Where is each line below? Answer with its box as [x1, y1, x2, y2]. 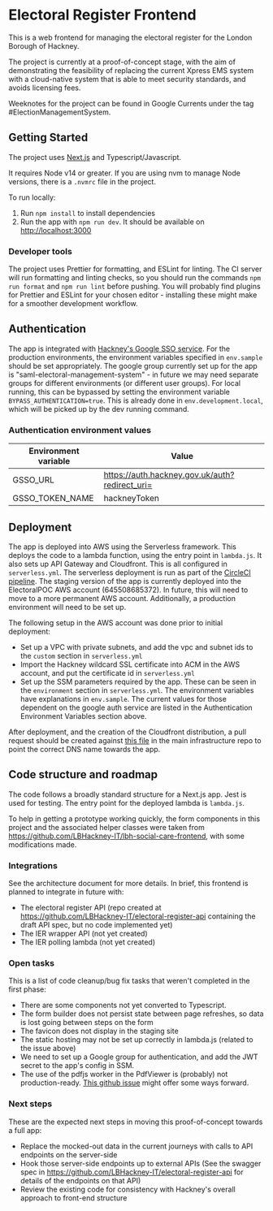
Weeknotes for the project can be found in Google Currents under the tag [8, 98, 254, 108]
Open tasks [8, 958, 55, 968]
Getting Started [8, 131, 89, 145]
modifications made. [8, 839, 77, 850]
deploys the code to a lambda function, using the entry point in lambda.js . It [8, 550, 262, 560]
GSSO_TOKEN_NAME [12, 493, 94, 504]
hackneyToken [103, 493, 160, 504]
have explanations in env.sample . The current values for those [19, 694, 227, 703]
